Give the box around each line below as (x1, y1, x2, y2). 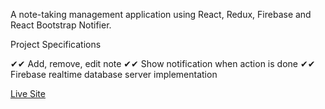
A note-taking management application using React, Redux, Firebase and (10, 9, 312, 20)
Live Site (10, 88, 46, 99)
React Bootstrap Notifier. (10, 19, 112, 31)
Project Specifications (10, 39, 102, 50)
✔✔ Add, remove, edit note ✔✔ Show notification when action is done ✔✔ (10, 58, 316, 69)
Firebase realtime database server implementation (10, 69, 218, 80)
